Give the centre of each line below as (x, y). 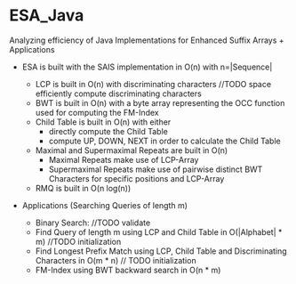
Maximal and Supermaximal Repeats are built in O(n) (132, 150)
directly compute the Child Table (108, 131)
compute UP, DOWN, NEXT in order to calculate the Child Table (165, 141)
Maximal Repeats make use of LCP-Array (124, 159)
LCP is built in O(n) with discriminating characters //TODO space (153, 84)
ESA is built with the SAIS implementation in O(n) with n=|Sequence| (147, 67)
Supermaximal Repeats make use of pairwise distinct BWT (156, 169)
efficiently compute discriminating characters (118, 93)
